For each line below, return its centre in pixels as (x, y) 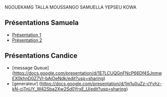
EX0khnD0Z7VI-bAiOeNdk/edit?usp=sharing (58, 78)
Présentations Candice (41, 56)
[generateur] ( (26, 84)
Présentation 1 (26, 35)
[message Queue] (30, 68)
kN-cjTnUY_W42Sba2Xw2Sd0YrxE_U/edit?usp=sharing (69, 89)
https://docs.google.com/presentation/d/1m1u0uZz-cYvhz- (101, 84)
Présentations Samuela (42, 23)
